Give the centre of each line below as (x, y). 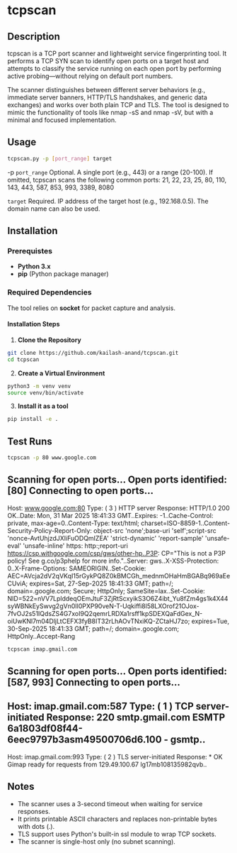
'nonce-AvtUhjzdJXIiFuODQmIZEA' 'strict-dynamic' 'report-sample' (105, 538)
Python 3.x (34, 266)
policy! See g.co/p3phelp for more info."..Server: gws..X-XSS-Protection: (113, 561)
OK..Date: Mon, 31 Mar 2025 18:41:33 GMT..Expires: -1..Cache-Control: (110, 515)
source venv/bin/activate (45, 392)
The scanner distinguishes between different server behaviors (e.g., (106, 90)
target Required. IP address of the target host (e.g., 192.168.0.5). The (108, 201)
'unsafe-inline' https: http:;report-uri (76, 546)
